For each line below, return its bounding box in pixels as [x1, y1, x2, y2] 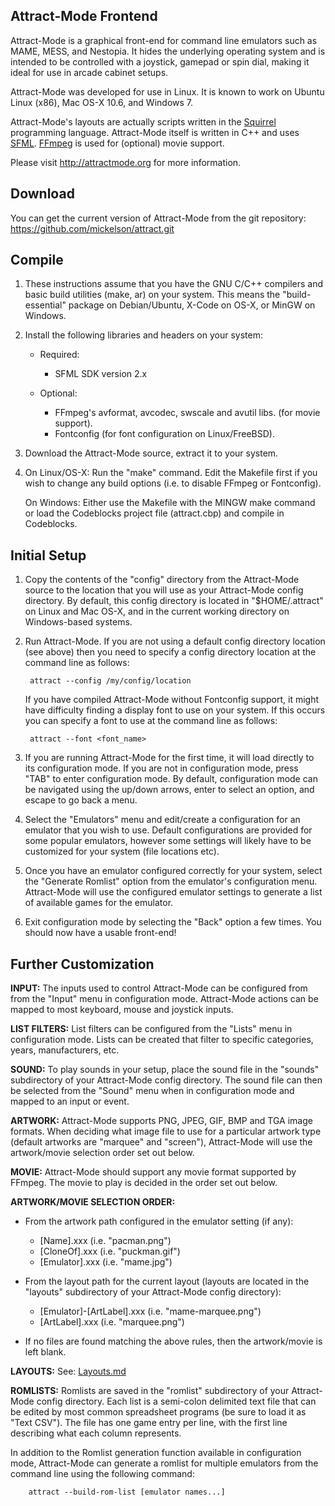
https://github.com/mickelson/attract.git [10, 222, 175, 234]
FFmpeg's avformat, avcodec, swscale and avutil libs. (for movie [54, 407, 321, 419]
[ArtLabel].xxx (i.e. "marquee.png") [39, 1316, 185, 1328]
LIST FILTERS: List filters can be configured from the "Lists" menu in [10, 1023, 293, 1035]
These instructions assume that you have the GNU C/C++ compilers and [24, 278, 324, 290]
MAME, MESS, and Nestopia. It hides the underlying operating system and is [10, 45, 326, 57]
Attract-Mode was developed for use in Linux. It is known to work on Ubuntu [10, 85, 325, 98]
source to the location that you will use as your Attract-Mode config [24, 584, 304, 596]
